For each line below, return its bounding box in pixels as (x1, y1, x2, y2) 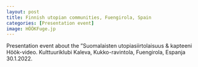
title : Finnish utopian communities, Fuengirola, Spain (6, 14, 152, 21)
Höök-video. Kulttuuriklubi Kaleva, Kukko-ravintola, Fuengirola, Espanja (6, 49, 186, 56)
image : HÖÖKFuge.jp (6, 25, 56, 32)
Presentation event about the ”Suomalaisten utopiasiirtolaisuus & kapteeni (6, 42, 193, 49)
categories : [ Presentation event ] (6, 20, 95, 26)
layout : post (6, 8, 40, 15)
